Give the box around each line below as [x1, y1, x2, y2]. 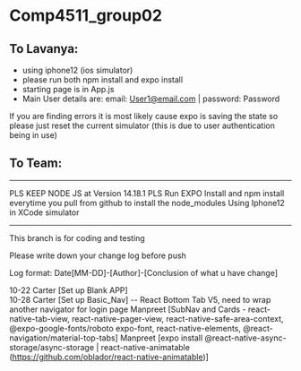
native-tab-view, [9, 313, 70, 324]
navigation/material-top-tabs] [9, 332, 118, 343]
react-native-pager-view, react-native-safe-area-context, [71, 313, 284, 324]
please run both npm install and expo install [21, 74, 184, 85]
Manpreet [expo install [119, 332, 203, 343]
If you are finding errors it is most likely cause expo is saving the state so [9, 111, 279, 121]
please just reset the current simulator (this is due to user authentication [9, 120, 275, 131]
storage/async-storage [9, 341, 95, 352]
